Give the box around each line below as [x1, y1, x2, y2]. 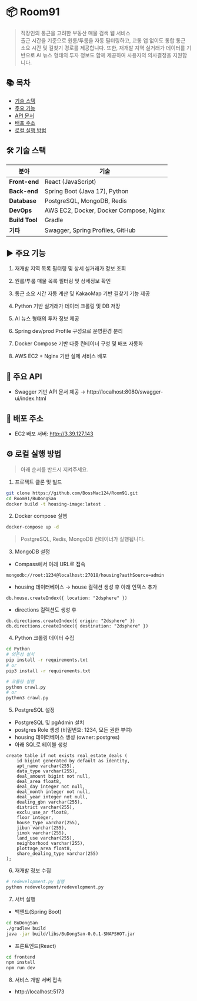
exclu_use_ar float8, [16, 810, 69, 815]
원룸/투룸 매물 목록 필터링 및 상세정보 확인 [14, 277, 111, 285]
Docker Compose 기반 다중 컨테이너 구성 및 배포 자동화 [14, 340, 143, 347]
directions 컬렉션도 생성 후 [14, 606, 76, 613]
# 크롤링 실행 [6, 679, 35, 685]
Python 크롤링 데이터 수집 [14, 635, 75, 642]
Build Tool [9, 216, 38, 224]
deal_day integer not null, [16, 784, 85, 790]
